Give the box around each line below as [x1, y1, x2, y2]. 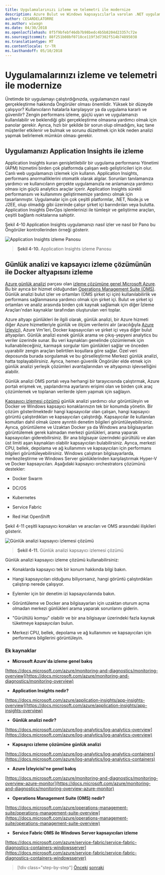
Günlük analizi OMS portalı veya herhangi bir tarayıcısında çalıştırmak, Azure [5, 378, 160, 384]
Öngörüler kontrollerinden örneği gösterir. [5, 227, 89, 233]
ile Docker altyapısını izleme [5, 268, 93, 276]
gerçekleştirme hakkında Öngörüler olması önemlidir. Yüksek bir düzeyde [5, 101, 153, 107]
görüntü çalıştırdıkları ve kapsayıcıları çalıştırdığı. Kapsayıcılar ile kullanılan [5, 414, 155, 420]
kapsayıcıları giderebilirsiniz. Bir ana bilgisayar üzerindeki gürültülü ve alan [5, 435, 156, 441]
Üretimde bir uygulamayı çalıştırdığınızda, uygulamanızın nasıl [5, 96, 130, 102]
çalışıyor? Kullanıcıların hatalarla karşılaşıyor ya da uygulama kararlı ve [5, 107, 147, 113]
